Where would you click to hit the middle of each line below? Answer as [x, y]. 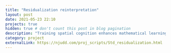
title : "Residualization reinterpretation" [52, 10]
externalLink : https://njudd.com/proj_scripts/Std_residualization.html [84, 43]
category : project [25, 38]
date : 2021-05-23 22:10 [31, 19]
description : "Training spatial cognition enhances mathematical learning [86, 33]
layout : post [19, 15]
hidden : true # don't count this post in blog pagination [68, 29]
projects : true [21, 24]
